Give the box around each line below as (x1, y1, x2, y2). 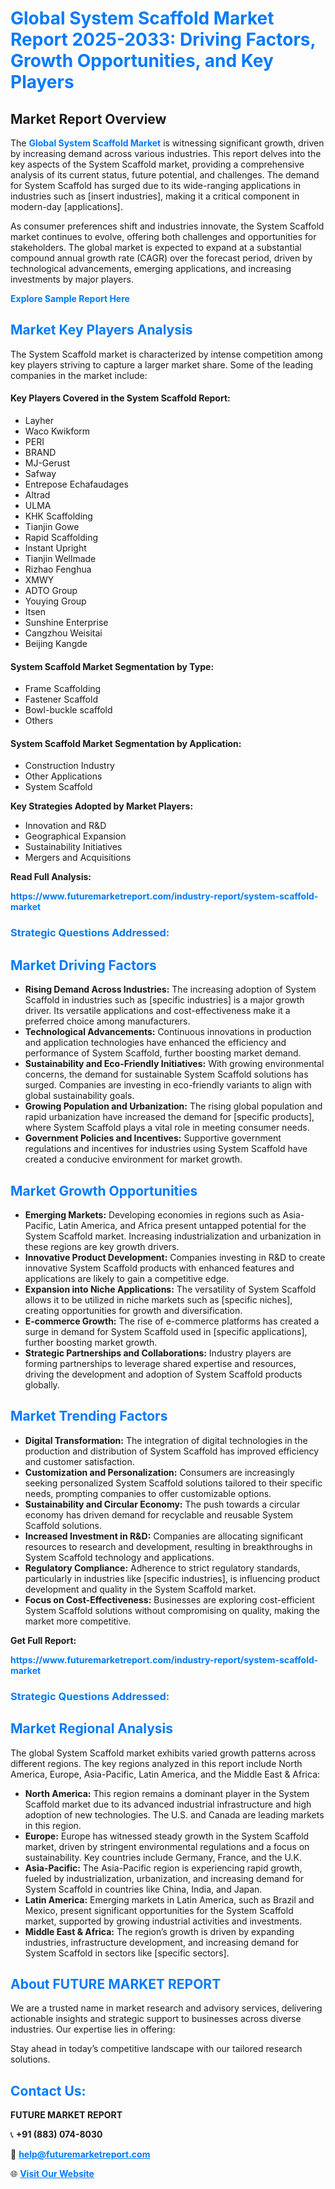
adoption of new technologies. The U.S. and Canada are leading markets (24, 1808, 325, 1821)
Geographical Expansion (24, 830, 127, 842)
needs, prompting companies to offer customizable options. (24, 1487, 272, 1499)
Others (24, 715, 54, 727)
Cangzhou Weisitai (24, 627, 103, 639)
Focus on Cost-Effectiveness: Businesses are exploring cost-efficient (24, 1593, 315, 1606)
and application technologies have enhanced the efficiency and (24, 1037, 287, 1049)
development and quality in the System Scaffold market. (24, 1583, 257, 1595)
